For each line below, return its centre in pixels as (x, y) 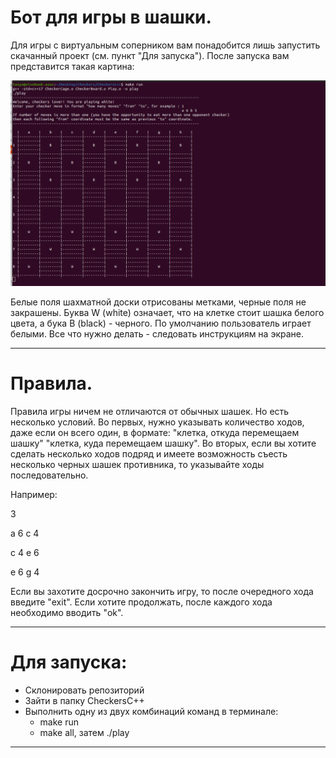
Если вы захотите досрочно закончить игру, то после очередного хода (162, 591)
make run (59, 722)
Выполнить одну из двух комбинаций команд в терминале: (151, 711)
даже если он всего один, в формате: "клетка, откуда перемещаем (155, 432)
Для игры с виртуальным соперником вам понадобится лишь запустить (165, 45)
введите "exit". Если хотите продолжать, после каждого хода (141, 602)
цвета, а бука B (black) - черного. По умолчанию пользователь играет (161, 323)
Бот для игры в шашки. (111, 17)
